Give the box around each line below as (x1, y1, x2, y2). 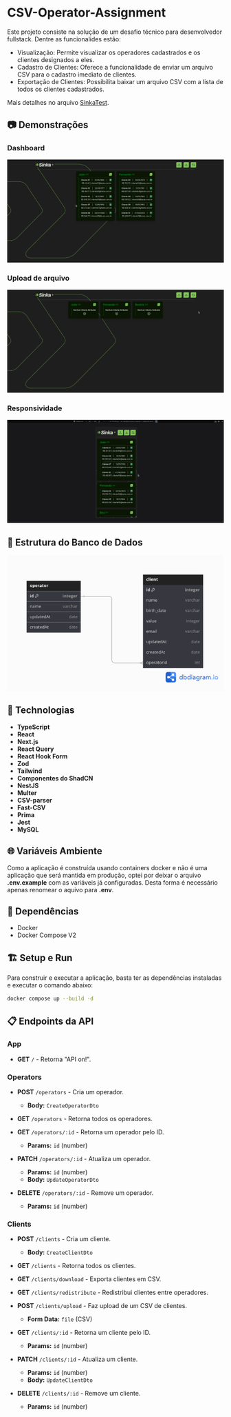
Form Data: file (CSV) (27, 1315, 93, 1323)
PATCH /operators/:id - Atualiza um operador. (16, 1155, 151, 1163)
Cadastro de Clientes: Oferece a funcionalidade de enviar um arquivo (16, 63, 213, 71)
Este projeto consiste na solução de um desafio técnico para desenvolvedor (7, 28, 222, 36)
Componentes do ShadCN (16, 774, 93, 782)
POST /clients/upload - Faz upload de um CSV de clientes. (16, 1302, 188, 1310)
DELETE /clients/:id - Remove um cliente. (16, 1389, 141, 1398)
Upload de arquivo (7, 274, 70, 283)
